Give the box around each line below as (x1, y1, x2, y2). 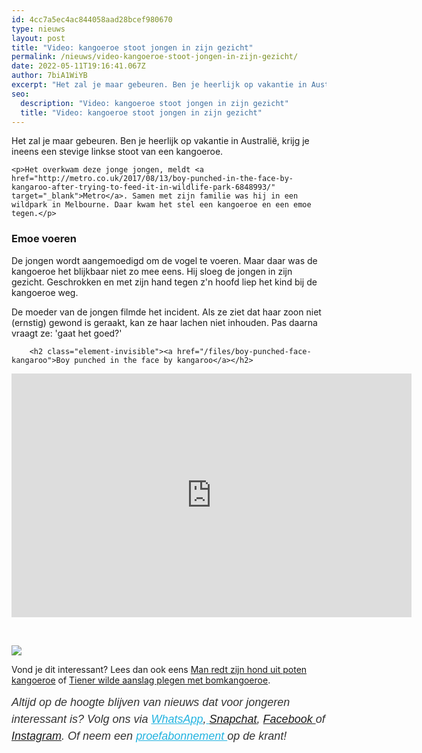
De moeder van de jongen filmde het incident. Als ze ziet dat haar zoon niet (11, 306, 322, 318)
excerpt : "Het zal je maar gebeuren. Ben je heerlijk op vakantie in (11, 80, 308, 90)
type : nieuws (11, 24, 66, 34)
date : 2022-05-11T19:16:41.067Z (11, 61, 146, 71)
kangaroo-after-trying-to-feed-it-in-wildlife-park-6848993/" (11, 182, 276, 193)
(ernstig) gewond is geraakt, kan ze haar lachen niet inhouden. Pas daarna (11, 316, 318, 328)
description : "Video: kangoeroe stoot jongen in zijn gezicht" (20, 98, 289, 108)
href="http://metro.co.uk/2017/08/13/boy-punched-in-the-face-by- (11, 174, 294, 184)
